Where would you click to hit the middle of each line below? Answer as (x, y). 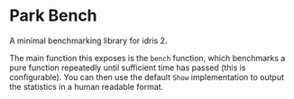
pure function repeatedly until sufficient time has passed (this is (128, 67)
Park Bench (53, 16)
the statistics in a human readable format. (87, 86)
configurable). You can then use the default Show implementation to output (147, 76)
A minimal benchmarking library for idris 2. (88, 40)
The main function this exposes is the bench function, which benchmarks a (147, 58)
